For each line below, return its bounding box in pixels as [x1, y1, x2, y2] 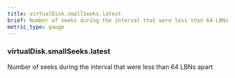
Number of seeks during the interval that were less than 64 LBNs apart [7, 63, 213, 71]
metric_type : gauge [7, 23, 65, 30]
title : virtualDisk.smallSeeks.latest [7, 10, 121, 18]
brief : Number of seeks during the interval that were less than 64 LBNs [7, 17, 229, 24]
